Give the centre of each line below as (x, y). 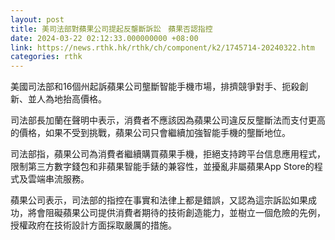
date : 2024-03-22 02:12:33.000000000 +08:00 (104, 38)
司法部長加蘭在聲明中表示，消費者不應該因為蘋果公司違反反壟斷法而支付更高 (168, 120)
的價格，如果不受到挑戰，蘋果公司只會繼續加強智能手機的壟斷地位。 (150, 133)
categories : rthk (46, 57)
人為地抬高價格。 (71, 99)
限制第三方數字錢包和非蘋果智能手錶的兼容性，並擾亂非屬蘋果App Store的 (162, 167)
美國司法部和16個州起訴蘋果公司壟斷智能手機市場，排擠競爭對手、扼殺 (155, 87)
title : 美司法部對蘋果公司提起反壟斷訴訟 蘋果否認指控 (111, 29)
